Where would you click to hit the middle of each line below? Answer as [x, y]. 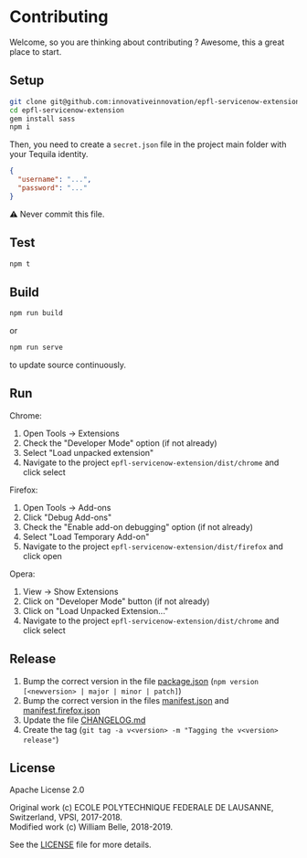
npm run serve [37, 348]
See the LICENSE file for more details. [81, 845]
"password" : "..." [53, 188]
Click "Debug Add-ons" [67, 517]
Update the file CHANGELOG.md [84, 720]
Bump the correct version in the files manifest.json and [126, 700]
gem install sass [42, 119]
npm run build [37, 313]
